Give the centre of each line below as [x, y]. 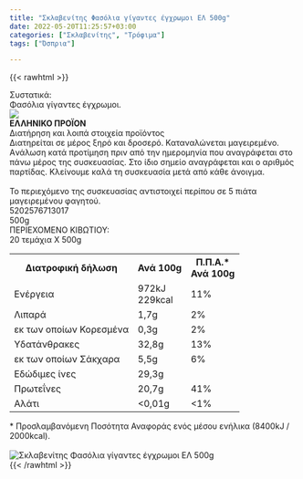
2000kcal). [30, 436]
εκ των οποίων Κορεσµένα [72, 329]
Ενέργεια [34, 295]
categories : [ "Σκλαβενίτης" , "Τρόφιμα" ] [88, 35]
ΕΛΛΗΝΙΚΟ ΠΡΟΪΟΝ [48, 123]
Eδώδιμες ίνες [45, 374]
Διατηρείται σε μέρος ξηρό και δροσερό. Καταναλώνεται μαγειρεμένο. [145, 143]
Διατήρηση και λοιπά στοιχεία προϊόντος [87, 133]
